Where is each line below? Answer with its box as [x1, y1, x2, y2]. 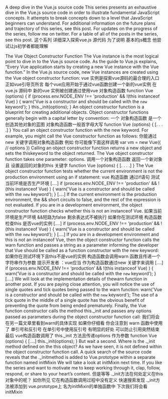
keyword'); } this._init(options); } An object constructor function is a [5, 104, 144, 110]
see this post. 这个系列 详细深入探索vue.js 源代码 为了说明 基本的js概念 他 [5, 37, 157, 43]
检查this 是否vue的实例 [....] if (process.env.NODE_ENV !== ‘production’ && [5, 221, 160, 226]
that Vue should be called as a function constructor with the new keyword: [5, 248, 159, 253]
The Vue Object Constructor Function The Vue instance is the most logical [5, 53, 159, 59]
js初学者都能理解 [14, 43, 49, 49]
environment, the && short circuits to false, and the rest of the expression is [5, 196, 161, 203]
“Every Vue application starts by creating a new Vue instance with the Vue [5, 64, 159, 70]
